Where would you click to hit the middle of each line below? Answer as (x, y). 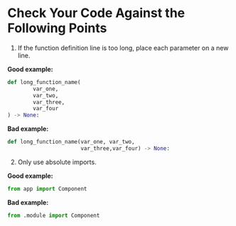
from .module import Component (54, 215)
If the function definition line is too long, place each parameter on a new (123, 48)
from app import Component (47, 189)
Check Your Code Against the (96, 13)
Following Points (57, 28)
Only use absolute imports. (57, 162)
